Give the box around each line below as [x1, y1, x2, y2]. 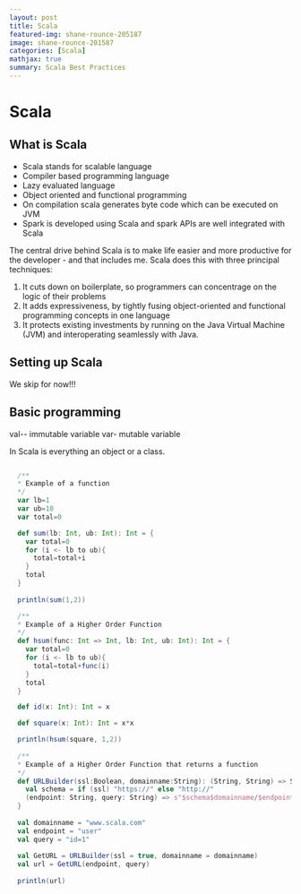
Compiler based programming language [21, 170, 170, 181]
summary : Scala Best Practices [9, 64, 126, 73]
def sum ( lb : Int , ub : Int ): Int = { [17, 529, 154, 537]
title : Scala [9, 21, 58, 30]
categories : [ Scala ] [9, 47, 87, 56]
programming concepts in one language [21, 310, 170, 321]
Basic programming [9, 405, 122, 420]
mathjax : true [9, 55, 63, 64]
